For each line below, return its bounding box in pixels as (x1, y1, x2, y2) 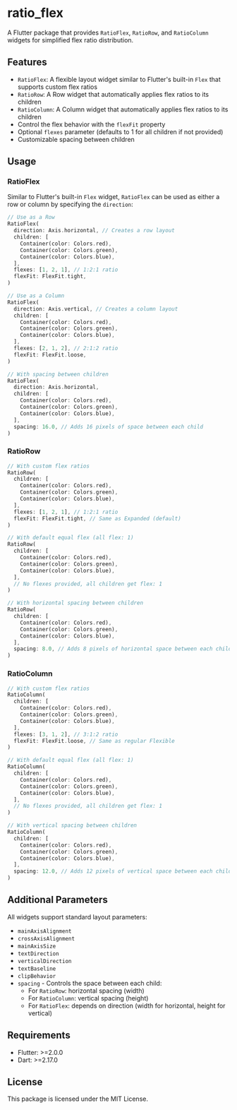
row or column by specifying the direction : (7, 200, 134, 209)
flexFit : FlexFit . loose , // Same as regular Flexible (13, 737, 175, 744)
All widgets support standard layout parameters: (7, 912, 147, 921)
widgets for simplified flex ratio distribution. (7, 35, 134, 44)
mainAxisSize (17, 943, 56, 950)
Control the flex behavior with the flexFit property (17, 120, 166, 129)
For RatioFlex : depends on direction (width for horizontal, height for (28, 1001, 226, 1010)
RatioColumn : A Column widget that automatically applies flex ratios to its (17, 105, 229, 114)
